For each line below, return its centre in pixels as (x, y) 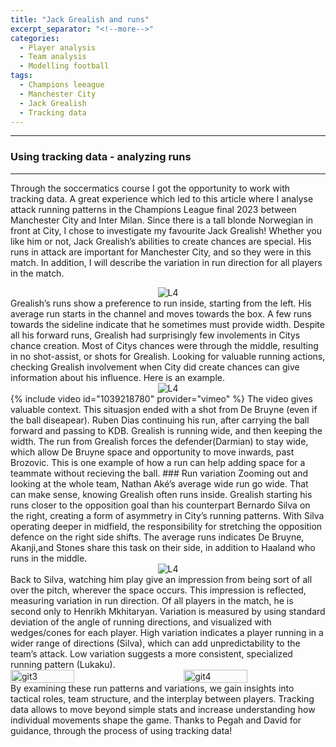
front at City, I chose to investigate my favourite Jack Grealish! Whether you (166, 230)
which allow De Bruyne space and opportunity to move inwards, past (152, 452)
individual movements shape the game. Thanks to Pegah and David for (156, 720)
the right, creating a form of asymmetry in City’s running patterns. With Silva (167, 515)
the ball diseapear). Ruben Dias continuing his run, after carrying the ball (160, 420)
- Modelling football (64, 66)
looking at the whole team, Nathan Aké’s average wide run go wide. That (159, 483)
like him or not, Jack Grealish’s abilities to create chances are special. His (161, 241)
